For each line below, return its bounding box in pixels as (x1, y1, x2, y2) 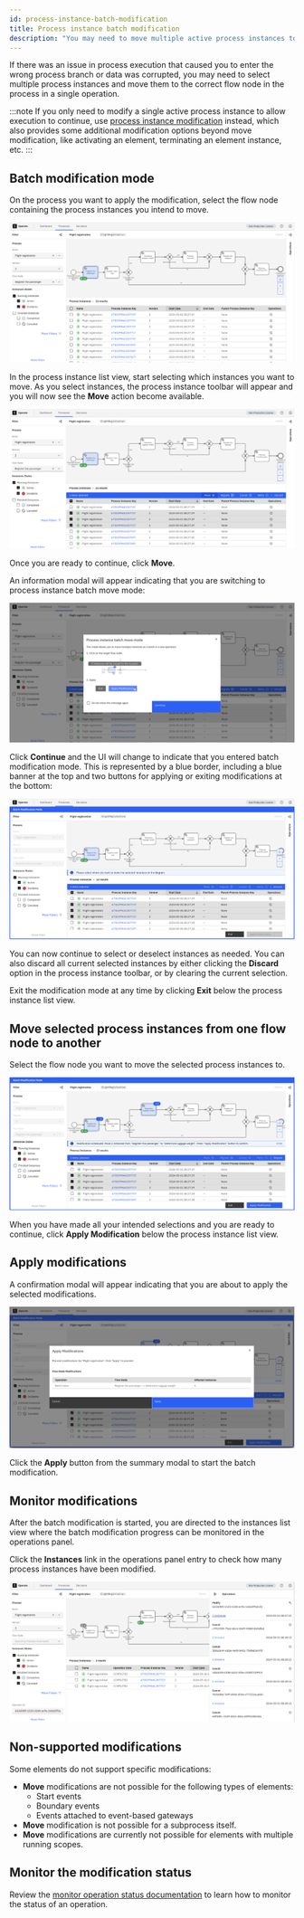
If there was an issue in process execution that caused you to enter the (9, 60, 274, 71)
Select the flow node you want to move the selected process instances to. (9, 1059, 286, 1070)
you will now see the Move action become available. (9, 390, 205, 402)
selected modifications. (9, 1288, 97, 1299)
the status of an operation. (9, 1898, 109, 1909)
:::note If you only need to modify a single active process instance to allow (9, 106, 287, 117)
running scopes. (22, 1838, 84, 1849)
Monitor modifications (9, 1493, 138, 1508)
